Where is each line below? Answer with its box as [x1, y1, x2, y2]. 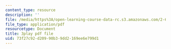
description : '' [5, 12, 40, 17]
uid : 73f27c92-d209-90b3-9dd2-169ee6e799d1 [5, 36, 99, 41]
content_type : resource [5, 7, 56, 13]
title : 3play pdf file [5, 31, 53, 36]
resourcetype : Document [5, 27, 56, 32]
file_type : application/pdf [5, 21, 65, 27]
